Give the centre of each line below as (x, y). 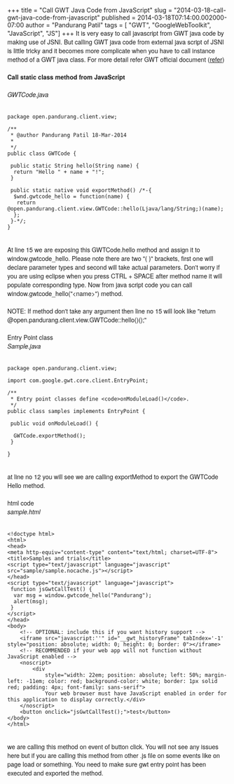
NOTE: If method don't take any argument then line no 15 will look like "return (111, 311)
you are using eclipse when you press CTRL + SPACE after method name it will (115, 276)
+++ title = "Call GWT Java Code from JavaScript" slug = (90, 10)
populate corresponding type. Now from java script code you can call (100, 285)
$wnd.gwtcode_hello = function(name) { (72, 196)
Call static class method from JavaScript (66, 77)
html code (21, 503)
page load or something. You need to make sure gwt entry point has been (107, 764)
